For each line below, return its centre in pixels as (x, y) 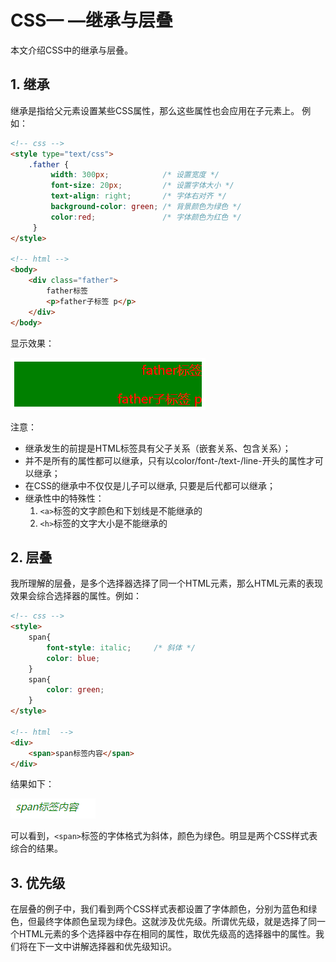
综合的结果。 (36, 848)
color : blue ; (73, 658)
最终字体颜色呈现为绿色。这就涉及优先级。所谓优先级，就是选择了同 (176, 922)
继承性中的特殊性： (64, 498)
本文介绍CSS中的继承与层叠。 (72, 50)
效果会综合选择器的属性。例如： (76, 596)
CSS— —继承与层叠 (92, 20)
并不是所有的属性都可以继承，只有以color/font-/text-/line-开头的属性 (165, 460)
